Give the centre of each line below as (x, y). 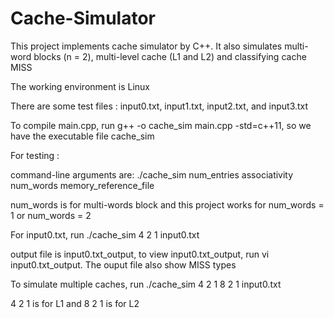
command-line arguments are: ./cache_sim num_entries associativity (152, 174)
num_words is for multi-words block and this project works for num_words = (167, 204)
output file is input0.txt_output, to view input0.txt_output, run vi (140, 254)
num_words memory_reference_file (82, 185)
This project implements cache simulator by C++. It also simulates (146, 46)
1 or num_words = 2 (51, 215)
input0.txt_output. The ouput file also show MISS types (123, 264)
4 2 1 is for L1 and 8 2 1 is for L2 (75, 303)
